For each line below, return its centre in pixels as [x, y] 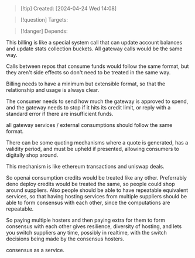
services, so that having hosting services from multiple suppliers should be [97, 196]
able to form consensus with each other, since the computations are [88, 202]
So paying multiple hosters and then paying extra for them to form [86, 220]
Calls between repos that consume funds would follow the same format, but [97, 66]
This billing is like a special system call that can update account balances [94, 42]
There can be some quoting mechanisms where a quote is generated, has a [97, 142]
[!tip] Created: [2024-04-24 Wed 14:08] [69, 8]
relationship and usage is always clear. [53, 90]
